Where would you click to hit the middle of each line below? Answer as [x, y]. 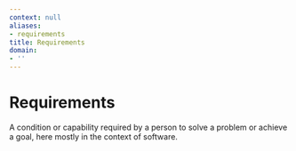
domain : [24, 51]
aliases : [25, 26]
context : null [36, 17]
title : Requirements [48, 42]
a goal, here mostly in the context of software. [93, 136]
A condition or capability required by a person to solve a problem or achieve [148, 127]
